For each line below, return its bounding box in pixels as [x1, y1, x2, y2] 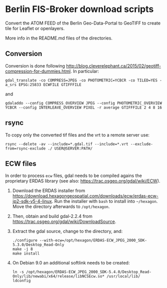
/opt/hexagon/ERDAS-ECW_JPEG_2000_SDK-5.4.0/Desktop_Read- [25, 269, 151, 274]
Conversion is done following [5, 62, 65, 68]
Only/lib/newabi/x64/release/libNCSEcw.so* [12, 274, 105, 279]
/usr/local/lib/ [106, 274, 140, 279]
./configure [12, 238, 37, 243]
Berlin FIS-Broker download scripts [5, 3, 154, 15]
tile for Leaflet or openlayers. [5, 25, 65, 31]
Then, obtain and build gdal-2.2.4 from [12, 213, 92, 219]
